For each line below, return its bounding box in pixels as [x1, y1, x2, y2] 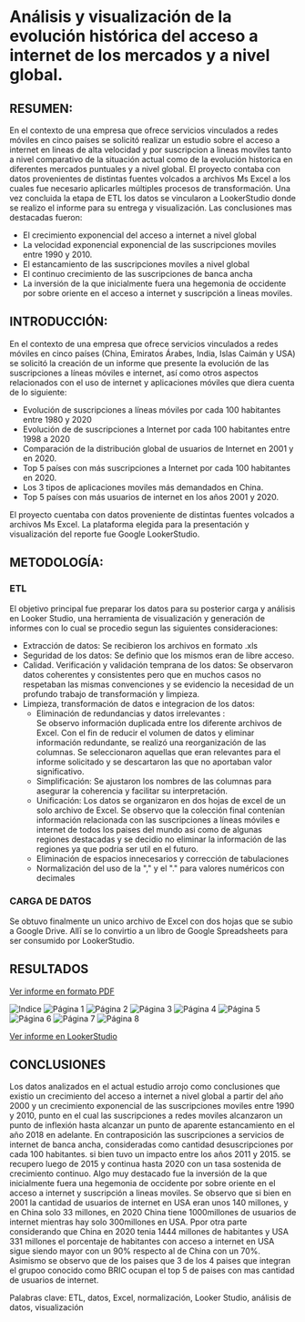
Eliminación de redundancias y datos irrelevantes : [36, 708, 226, 719]
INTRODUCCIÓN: [9, 314, 108, 330]
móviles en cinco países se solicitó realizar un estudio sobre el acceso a [9, 135, 280, 145]
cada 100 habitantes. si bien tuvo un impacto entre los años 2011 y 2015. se [9, 1149, 291, 1160]
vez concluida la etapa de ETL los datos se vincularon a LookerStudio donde [9, 193, 296, 203]
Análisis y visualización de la [9, 6, 232, 27]
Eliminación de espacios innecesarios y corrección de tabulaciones [36, 853, 290, 864]
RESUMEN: [9, 100, 74, 116]
